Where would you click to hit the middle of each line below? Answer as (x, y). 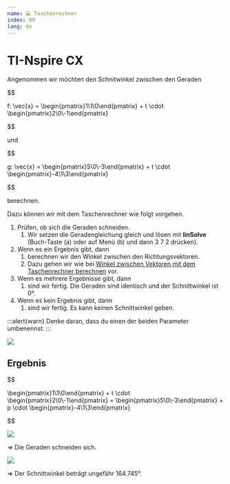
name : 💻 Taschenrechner (42, 13)
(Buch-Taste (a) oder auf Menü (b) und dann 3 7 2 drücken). (113, 242)
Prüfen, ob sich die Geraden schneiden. (73, 227)
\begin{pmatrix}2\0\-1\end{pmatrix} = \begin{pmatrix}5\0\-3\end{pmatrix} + (115, 401)
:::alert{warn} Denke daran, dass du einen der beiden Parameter (98, 322)
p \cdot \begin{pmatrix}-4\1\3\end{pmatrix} (69, 408)
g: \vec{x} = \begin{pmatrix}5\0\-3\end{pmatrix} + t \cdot (89, 167)
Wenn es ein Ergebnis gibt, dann (63, 249)
